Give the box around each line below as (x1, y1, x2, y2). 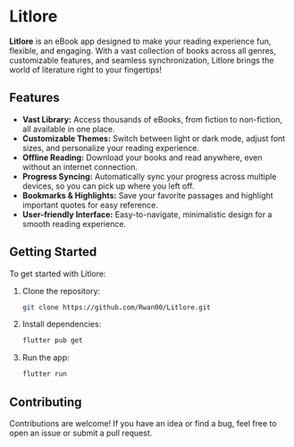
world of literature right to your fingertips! (9, 64, 163, 75)
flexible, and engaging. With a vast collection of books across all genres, (9, 45, 277, 55)
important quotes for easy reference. (21, 199, 158, 210)
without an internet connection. (21, 161, 139, 172)
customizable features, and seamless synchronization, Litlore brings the (9, 55, 274, 65)
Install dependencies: (21, 319, 102, 330)
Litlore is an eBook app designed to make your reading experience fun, (9, 36, 272, 46)
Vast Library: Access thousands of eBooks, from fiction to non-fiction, (21, 114, 283, 124)
